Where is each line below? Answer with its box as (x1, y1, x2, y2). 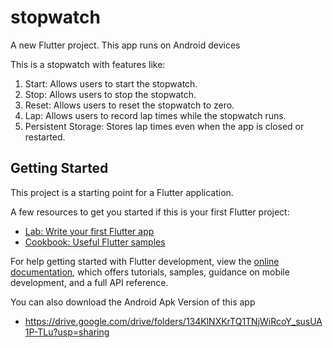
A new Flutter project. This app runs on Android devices (10, 39, 241, 51)
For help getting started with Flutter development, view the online (10, 255, 280, 267)
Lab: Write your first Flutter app (24, 225, 155, 237)
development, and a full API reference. (10, 276, 169, 288)
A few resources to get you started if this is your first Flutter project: (10, 206, 290, 218)
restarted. (24, 131, 66, 143)
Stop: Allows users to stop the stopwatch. (24, 88, 197, 100)
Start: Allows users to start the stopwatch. (24, 77, 198, 90)
